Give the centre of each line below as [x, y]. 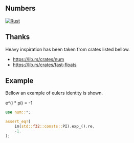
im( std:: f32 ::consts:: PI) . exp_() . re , [55, 127]
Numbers [20, 8]
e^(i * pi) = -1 [19, 103]
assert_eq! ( [18, 122]
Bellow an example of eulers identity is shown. [54, 93]
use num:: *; [18, 112]
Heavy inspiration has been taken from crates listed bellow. [68, 49]
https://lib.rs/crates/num [38, 59]
